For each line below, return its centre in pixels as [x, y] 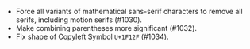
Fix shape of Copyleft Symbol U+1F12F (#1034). [92, 36]
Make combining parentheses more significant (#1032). [106, 28]
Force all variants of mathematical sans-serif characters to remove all [129, 11]
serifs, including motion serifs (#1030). [79, 20]
